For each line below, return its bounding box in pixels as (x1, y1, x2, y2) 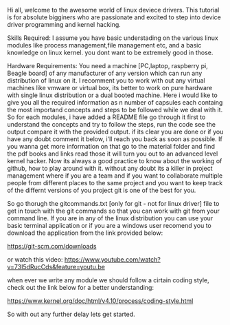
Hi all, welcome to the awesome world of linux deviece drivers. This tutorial (7, 6, 220, 14)
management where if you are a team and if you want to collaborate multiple (7, 171, 223, 180)
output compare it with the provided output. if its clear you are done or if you (7, 127, 224, 136)
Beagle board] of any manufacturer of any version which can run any (7, 69, 203, 77)
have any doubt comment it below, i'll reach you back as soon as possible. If (7, 135, 223, 143)
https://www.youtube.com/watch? (64, 255, 161, 264)
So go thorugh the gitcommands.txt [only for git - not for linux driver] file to (7, 200, 220, 207)
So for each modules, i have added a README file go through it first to (7, 113, 206, 121)
